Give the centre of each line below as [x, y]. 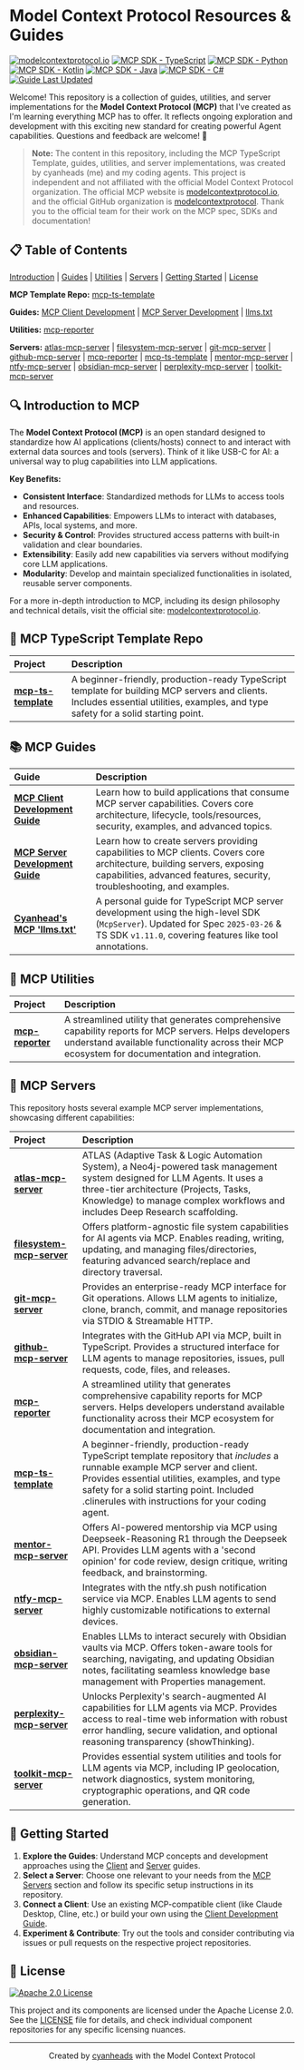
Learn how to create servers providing [176, 841]
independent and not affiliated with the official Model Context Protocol [162, 181]
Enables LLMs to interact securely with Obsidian [184, 1636]
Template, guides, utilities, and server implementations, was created [159, 162]
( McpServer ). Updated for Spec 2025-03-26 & [189, 924]
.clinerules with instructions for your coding [174, 1501]
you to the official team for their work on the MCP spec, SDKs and [154, 211]
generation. [106, 1801]
